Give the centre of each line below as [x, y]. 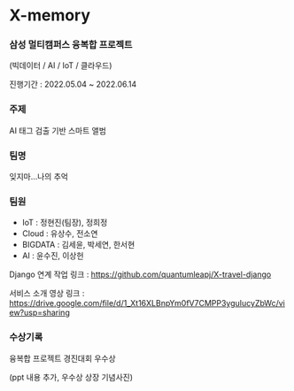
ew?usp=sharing [40, 313]
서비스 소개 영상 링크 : [47, 294]
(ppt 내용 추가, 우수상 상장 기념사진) [71, 377]
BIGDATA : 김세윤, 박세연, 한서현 [78, 245]
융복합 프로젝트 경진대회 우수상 [63, 358]
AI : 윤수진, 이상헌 [53, 256]
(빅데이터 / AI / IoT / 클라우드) [61, 65]
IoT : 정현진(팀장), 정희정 [65, 223]
